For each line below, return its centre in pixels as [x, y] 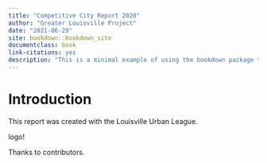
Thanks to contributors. [46, 152]
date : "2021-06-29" [41, 30]
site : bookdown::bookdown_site [60, 38]
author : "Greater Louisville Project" [72, 23]
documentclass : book [43, 45]
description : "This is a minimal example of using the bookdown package [131, 60]
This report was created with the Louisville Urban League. [103, 121]
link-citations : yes [43, 52]
